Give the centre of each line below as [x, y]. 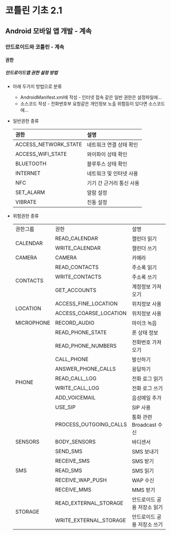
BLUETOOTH [31, 164]
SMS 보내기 [145, 452]
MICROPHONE [33, 323]
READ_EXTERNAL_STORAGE [89, 503]
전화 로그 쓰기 [147, 388]
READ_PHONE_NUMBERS [86, 346]
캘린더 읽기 [144, 239]
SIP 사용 [141, 408]
